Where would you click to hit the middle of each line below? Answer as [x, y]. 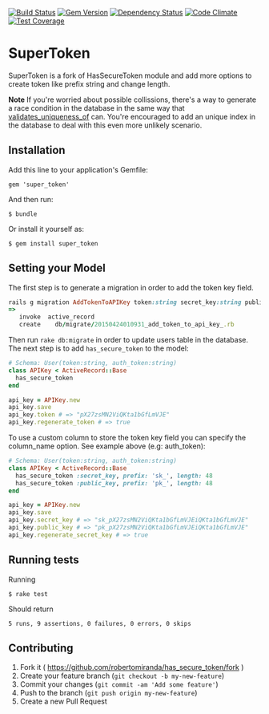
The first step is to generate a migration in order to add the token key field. [131, 287]
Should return [31, 609]
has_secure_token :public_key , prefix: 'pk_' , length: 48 [114, 483]
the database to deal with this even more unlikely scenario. [105, 125]
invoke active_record [56, 317]
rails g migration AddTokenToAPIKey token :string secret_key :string [125, 302]
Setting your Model [57, 268]
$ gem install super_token [53, 243]
